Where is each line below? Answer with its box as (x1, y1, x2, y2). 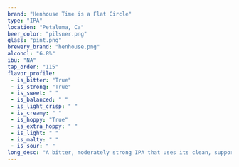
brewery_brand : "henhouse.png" (7, 43, 100, 50)
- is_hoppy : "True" (10, 116, 69, 123)
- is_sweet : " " (10, 90, 59, 97)
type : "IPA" (7, 17, 43, 24)
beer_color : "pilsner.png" (7, 30, 87, 38)
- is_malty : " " (10, 136, 59, 143)
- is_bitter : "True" (10, 76, 72, 84)
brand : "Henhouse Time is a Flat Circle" (7, 10, 132, 18)
